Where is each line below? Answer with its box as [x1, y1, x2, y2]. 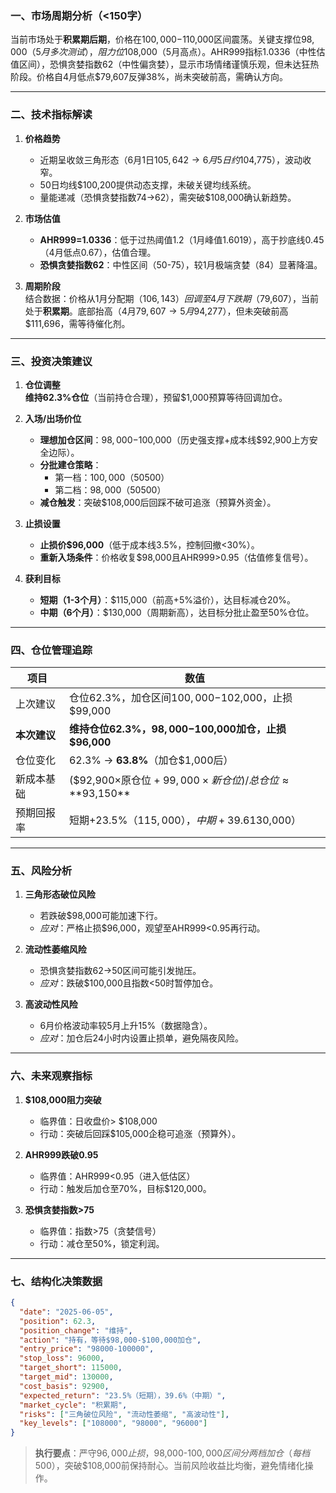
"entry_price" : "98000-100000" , [19, 1344, 155, 1354]
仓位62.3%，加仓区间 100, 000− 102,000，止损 [68, 691, 293, 705]
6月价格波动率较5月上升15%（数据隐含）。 [39, 1020, 213, 1032]
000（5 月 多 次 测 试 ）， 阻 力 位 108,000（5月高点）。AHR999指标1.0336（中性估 [10, 46, 326, 58]
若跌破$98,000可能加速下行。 [39, 910, 163, 922]
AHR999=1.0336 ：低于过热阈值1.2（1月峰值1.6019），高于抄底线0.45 [39, 233, 325, 246]
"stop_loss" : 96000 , [19, 1353, 105, 1364]
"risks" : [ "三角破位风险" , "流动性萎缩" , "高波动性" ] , [19, 1409, 230, 1419]
